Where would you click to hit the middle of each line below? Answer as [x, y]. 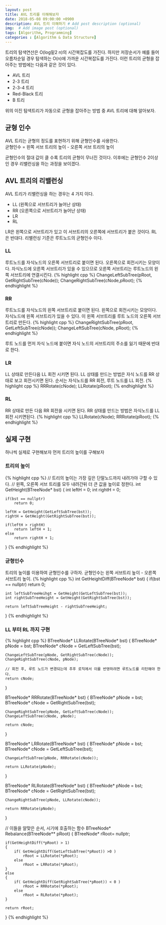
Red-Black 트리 [28, 94]
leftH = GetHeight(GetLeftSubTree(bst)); [49, 512]
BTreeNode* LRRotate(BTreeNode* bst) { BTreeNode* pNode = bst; [74, 744]
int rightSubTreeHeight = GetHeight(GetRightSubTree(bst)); [69, 598]
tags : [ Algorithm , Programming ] [38, 33]
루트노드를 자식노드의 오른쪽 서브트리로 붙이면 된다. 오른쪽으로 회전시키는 [76, 262]
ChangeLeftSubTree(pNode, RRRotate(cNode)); [52, 758]
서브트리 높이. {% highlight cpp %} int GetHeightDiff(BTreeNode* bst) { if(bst [83, 579]
